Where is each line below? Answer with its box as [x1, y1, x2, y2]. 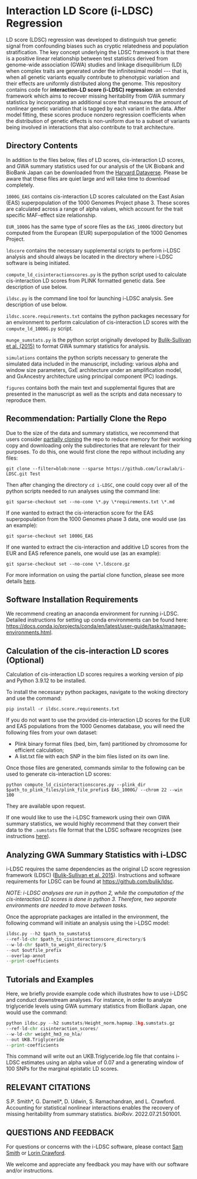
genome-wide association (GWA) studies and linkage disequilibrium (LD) [6, 61, 182, 68]
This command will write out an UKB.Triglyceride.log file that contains [6, 1052, 175, 1060]
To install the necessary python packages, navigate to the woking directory [6, 689, 188, 696]
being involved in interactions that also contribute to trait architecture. [6, 124, 175, 131]
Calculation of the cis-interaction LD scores [6, 646, 169, 656]
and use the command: [6, 695, 62, 702]
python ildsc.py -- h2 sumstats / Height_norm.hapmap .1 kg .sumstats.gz [6, 1020, 175, 1027]
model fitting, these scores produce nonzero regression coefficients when [6, 111, 186, 118]
